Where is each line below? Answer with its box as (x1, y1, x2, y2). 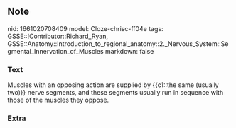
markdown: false (105, 47, 154, 55)
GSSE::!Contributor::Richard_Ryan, (7, 32, 109, 40)
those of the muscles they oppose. (7, 95, 109, 105)
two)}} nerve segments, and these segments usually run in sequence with (7, 88, 224, 97)
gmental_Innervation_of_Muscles (7, 47, 104, 55)
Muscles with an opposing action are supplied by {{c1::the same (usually (7, 81, 219, 89)
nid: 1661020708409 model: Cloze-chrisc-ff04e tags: (7, 24, 163, 33)
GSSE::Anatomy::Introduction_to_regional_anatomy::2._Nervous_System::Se (7, 39, 229, 48)
